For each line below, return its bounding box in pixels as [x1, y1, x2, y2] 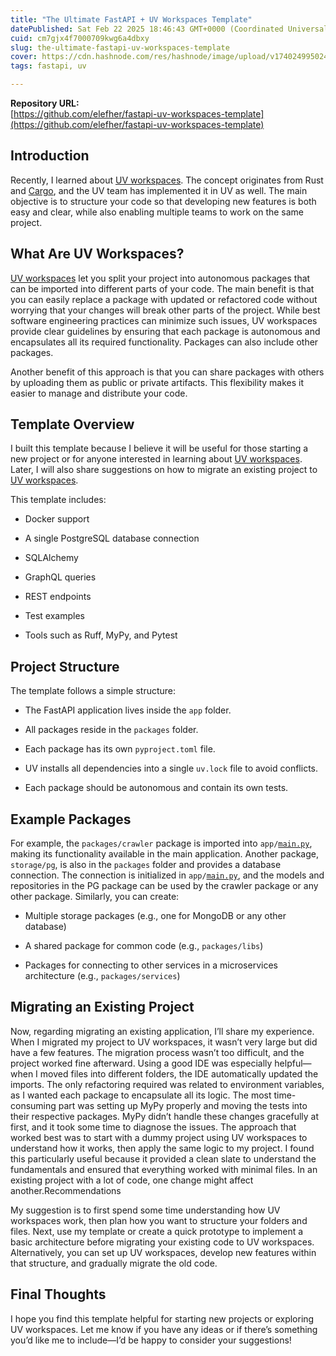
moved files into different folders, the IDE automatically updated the [39, 1067, 319, 1080]
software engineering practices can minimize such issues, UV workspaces [10, 314, 318, 326]
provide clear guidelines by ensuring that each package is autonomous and [10, 325, 321, 337]
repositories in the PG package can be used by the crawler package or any [10, 880, 319, 892]
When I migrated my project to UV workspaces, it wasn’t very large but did [10, 1036, 318, 1048]
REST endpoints [24, 591, 92, 603]
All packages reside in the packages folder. [24, 724, 199, 736]
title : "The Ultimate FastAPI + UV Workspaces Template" [10, 14, 253, 25]
